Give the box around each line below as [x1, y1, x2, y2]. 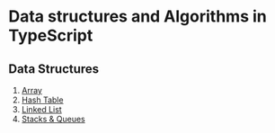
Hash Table [21, 94, 64, 105]
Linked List [21, 104, 62, 114]
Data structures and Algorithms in [8, 6, 267, 27]
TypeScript [8, 25, 93, 46]
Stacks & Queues [21, 114, 86, 124]
